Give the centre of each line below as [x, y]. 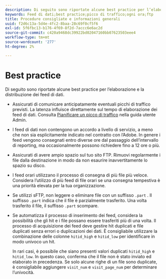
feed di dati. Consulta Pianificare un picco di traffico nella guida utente [84, 114]
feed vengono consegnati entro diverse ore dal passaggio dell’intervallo [85, 140]
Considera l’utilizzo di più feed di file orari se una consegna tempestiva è [86, 180]
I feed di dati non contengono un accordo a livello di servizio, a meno [83, 129]
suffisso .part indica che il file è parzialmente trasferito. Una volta [80, 200]
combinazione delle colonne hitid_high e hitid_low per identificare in [83, 236]
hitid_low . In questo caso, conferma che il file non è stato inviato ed [82, 256]
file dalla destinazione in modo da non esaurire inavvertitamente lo [80, 160]
